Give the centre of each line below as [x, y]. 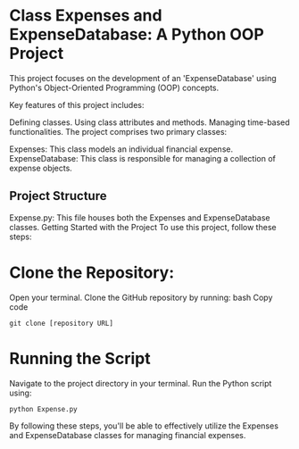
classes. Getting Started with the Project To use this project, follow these [143, 227]
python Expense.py [43, 409]
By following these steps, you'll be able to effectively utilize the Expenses [144, 426]
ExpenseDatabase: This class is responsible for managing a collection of [143, 158]
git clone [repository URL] [62, 323]
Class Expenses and [86, 16]
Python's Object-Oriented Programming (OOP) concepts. [114, 87]
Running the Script [80, 358]
